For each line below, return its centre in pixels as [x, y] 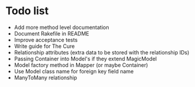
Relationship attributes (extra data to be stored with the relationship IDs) [102, 52]
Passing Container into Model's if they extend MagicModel [85, 59]
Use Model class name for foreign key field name [74, 71]
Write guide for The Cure [44, 46]
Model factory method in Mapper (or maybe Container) [81, 65]
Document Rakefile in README [52, 33]
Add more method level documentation [61, 27]
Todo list [27, 11]
